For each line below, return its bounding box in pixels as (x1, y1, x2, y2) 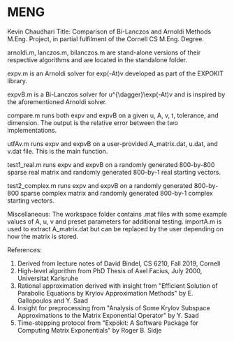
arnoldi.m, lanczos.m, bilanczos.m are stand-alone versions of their (7, 48, 201, 57)
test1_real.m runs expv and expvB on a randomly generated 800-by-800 (7, 160, 215, 168)
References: (7, 245, 42, 254)
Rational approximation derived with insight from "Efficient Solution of (17, 281, 219, 290)
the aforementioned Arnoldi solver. (7, 97, 107, 106)
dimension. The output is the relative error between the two (7, 118, 178, 126)
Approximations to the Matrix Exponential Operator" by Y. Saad (17, 311, 199, 319)
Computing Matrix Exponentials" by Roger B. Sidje (17, 326, 162, 334)
